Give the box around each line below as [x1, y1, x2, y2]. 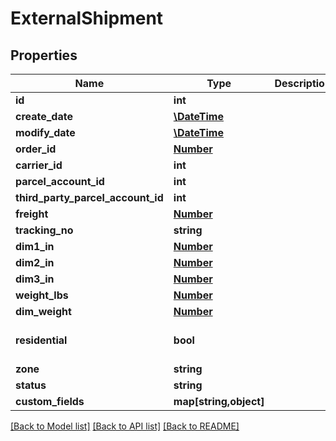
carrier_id [15, 158, 63, 172]
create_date [15, 110, 73, 123]
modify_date [15, 126, 76, 139]
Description [274, 77, 332, 90]
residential [15, 333, 68, 347]
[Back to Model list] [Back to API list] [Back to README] [10, 420, 240, 432]
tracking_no [15, 223, 74, 237]
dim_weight [15, 305, 72, 318]
